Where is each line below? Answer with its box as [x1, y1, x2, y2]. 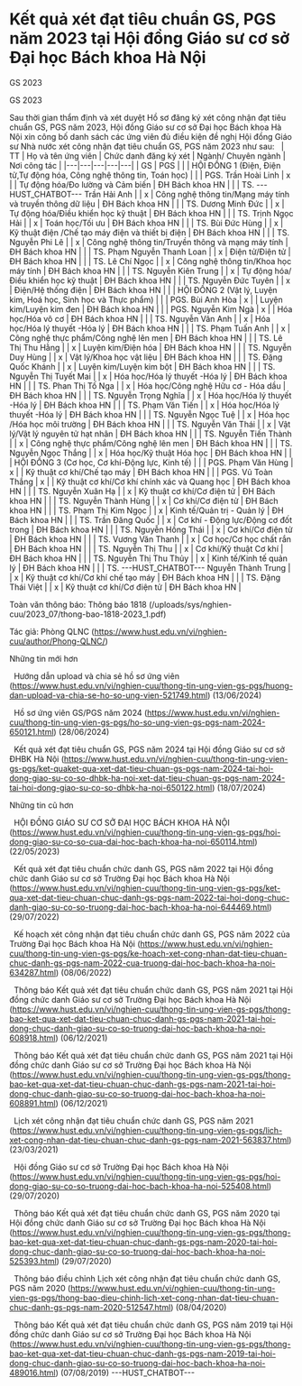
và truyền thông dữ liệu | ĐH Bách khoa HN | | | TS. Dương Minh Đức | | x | [9, 198, 285, 209]
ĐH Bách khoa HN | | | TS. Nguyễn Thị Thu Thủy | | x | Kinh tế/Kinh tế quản [9, 553, 288, 564]
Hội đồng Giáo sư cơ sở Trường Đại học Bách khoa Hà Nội [13, 1161, 229, 1172]
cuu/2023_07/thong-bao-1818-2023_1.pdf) [9, 609, 167, 620]
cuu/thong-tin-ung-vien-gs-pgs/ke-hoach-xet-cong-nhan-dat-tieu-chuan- [9, 948, 288, 959]
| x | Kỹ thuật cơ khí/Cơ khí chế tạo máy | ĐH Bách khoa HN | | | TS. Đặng [9, 572, 281, 583]
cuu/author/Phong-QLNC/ [9, 636, 105, 647]
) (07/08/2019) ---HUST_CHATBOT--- [55, 1367, 196, 1378]
